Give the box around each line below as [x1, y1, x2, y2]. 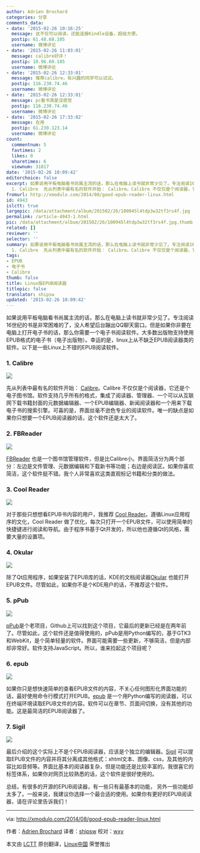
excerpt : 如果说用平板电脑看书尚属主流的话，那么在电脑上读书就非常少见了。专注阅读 [6, 181, 190, 187]
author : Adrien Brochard [6, 8, 68, 15]
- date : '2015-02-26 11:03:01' [6, 48, 84, 54]
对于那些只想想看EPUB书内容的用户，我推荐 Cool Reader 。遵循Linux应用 [6, 511, 185, 518]
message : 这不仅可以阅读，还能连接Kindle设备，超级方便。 [11, 31, 140, 37]
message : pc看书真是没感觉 [11, 97, 73, 103]
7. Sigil [6, 722, 26, 731]
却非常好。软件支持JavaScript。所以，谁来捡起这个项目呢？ [6, 644, 153, 652]
